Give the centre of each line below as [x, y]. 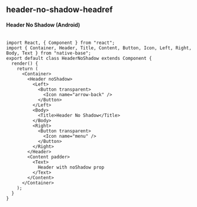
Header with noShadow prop [71, 167]
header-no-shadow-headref [59, 10]
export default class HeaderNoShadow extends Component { [79, 58]
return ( [28, 69]
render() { [25, 63]
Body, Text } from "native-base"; [49, 53]
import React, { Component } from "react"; [61, 43]
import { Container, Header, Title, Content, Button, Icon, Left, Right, [99, 48]
